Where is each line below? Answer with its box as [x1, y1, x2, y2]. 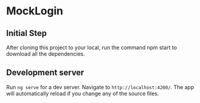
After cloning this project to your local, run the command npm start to [6, 44, 177, 51]
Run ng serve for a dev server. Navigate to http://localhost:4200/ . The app [6, 83, 195, 90]
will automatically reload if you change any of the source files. [6, 90, 159, 97]
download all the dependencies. [6, 50, 85, 57]
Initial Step [6, 28, 47, 38]
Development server [6, 68, 84, 78]
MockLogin [6, 4, 63, 18]
